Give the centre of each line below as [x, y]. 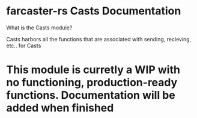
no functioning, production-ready [92, 83]
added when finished [60, 108]
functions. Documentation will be [91, 96]
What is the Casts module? [39, 28]
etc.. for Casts [24, 46]
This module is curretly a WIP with [93, 70]
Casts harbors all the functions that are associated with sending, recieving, [99, 39]
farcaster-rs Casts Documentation [94, 11]
